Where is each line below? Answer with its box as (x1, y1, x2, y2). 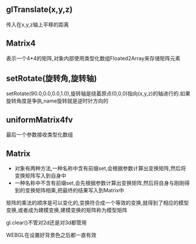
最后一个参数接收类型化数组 (6, 131, 73, 138)
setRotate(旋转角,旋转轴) (6, 73, 97, 84)
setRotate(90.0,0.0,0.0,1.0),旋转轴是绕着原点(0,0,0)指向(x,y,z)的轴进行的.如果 (6, 90, 191, 97)
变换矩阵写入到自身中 (14, 172, 66, 179)
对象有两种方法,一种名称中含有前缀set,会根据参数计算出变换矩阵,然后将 (14, 165, 187, 172)
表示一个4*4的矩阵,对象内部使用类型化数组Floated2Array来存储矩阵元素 (6, 55, 181, 62)
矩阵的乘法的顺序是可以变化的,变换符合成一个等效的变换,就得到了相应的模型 (6, 199, 190, 206)
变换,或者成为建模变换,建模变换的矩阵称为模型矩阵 (6, 206, 128, 213)
